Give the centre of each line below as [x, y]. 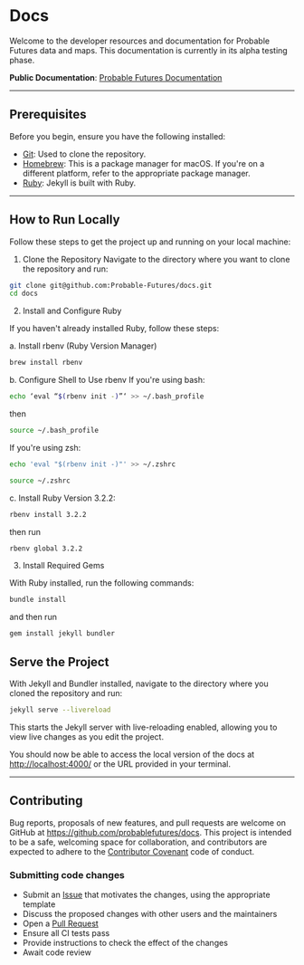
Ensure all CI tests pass [66, 932]
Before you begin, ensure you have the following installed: [118, 136]
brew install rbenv [46, 363]
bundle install [38, 600]
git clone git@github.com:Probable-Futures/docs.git [111, 285]
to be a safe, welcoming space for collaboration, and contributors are [138, 842]
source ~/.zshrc [40, 481]
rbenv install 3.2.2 [48, 514]
